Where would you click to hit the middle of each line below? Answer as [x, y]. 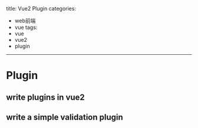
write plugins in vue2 [46, 97]
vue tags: [26, 27]
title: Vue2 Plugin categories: [41, 9]
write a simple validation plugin [65, 117]
